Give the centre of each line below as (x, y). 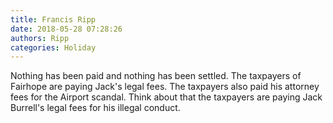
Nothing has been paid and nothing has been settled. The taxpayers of (156, 76)
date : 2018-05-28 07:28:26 (66, 29)
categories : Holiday (53, 47)
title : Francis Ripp (53, 19)
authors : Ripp (40, 38)
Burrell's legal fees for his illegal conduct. (95, 108)
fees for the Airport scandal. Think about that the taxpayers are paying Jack (166, 97)
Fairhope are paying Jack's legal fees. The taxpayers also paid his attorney (165, 87)
